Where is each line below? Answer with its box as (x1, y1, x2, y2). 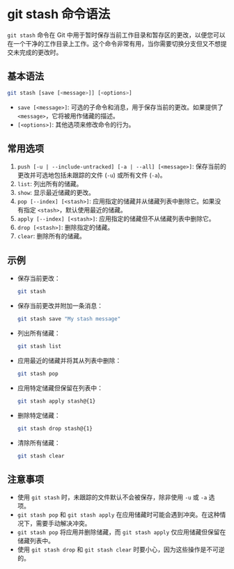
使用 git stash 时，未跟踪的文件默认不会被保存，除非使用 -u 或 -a (17, 493, 208, 501)
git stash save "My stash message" (17, 315, 121, 322)
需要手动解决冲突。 (36, 520, 91, 528)
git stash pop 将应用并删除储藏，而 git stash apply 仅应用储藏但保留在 (17, 528, 226, 536)
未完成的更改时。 (13, 48, 63, 56)
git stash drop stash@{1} (17, 425, 93, 432)
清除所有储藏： (17, 438, 61, 446)
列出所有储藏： (17, 329, 61, 337)
